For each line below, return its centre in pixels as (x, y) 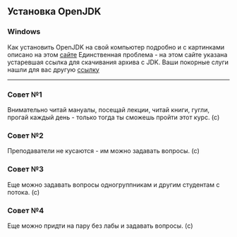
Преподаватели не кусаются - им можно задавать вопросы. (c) (103, 151)
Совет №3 (26, 169)
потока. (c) (24, 192)
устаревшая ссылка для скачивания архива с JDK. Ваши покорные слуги (118, 62)
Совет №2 (25, 135)
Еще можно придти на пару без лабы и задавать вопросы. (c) (100, 226)
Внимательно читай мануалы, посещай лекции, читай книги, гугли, (109, 109)
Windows (24, 32)
